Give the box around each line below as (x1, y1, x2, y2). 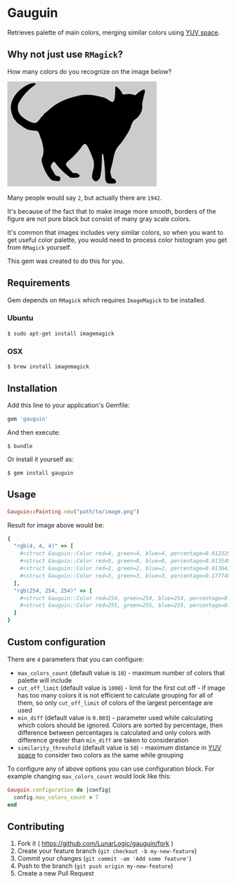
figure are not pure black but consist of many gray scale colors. (7, 214, 191, 223)
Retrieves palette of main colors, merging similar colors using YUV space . (7, 28, 221, 37)
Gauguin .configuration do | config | (7, 786, 112, 793)
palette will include (17, 676, 72, 684)
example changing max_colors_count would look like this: (7, 771, 171, 780)
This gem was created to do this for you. (7, 257, 124, 265)
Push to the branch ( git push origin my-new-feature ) (17, 861, 173, 870)
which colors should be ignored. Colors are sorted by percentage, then (17, 721, 223, 729)
